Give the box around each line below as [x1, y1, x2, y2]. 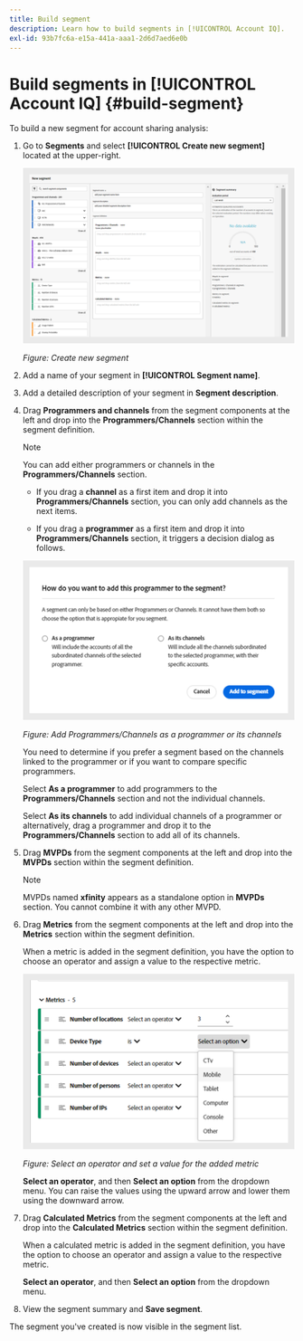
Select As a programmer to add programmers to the [22, 783, 218, 794]
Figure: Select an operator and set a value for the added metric [22, 1158, 260, 1169]
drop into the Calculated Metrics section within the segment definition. [22, 1222, 288, 1232]
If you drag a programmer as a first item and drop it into [35, 523, 246, 534]
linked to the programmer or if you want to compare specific [22, 756, 247, 766]
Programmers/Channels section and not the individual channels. [22, 793, 266, 804]
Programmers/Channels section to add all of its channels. [22, 829, 241, 841]
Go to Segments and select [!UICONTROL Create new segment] [22, 140, 265, 151]
